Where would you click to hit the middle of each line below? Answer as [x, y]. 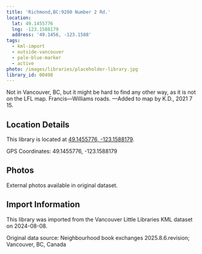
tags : [13, 40]
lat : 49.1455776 [32, 23]
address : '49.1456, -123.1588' [52, 35]
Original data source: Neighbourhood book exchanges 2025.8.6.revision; [98, 237]
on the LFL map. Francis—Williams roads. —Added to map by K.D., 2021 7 [99, 99]
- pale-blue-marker [37, 58]
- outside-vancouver [38, 52]
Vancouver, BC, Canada [36, 244]
